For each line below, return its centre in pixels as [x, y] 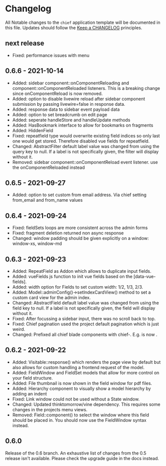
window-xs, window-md [37, 243]
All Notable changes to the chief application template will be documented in [83, 22]
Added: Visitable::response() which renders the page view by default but [86, 362]
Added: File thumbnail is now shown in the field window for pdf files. [82, 383]
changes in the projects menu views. [50, 409]
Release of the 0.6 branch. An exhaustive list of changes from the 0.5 [76, 453]
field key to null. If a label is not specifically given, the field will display [84, 308]
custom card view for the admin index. [51, 298]
